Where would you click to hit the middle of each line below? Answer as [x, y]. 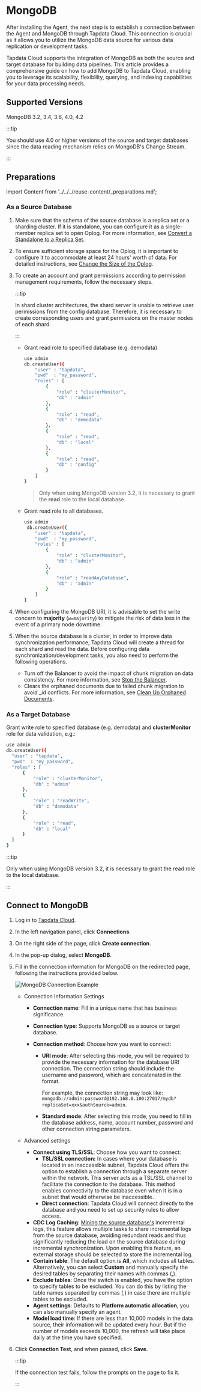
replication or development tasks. [47, 46]
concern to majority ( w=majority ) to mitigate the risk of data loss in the [102, 618]
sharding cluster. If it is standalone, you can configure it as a [89, 227]
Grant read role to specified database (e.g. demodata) [91, 347]
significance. [49, 1014]
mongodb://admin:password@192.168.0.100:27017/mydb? [109, 1098]
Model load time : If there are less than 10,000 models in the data [113, 1318]
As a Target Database [38, 715]
